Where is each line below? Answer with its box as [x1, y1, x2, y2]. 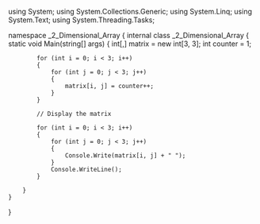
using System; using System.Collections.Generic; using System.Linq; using [8, 7, 252, 16]
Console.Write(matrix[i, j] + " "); [64, 152, 186, 160]
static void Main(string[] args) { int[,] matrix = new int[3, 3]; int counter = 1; [8, 39, 252, 48]
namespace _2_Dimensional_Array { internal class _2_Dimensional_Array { [8, 31, 250, 40]
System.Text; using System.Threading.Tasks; [8, 15, 155, 25]
